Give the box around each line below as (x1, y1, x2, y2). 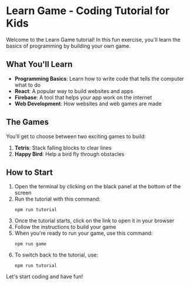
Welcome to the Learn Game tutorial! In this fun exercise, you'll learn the (6, 36, 181, 43)
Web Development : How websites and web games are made (14, 100, 162, 107)
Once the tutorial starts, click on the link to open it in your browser (14, 217, 175, 224)
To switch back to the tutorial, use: (14, 251, 99, 258)
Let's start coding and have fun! (6, 273, 83, 280)
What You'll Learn (6, 59, 73, 69)
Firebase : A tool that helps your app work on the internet (14, 94, 152, 101)
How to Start (6, 167, 53, 177)
